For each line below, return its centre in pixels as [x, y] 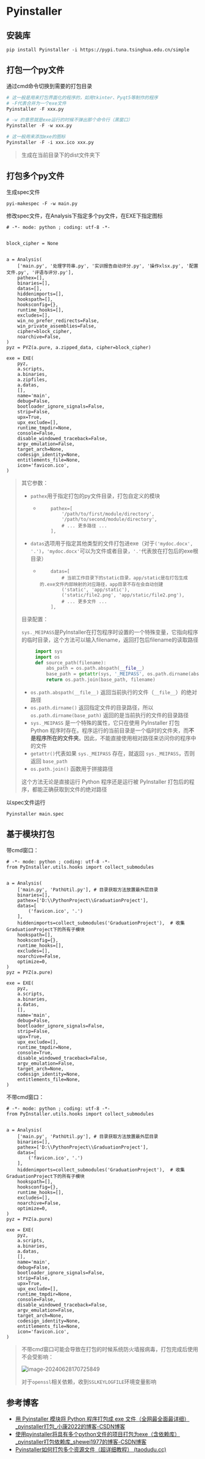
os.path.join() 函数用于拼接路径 [72, 769]
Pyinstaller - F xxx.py [35, 109]
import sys [49, 651]
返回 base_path [49, 761]
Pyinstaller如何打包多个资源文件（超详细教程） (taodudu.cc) [91, 1449]
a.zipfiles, [32, 380]
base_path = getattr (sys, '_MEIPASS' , [95, 674]
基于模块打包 [31, 834]
